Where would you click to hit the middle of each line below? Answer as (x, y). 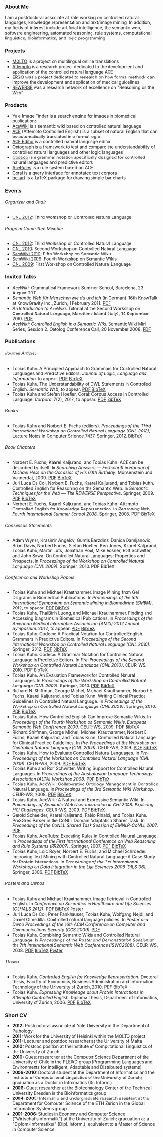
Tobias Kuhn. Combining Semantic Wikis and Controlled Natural (76, 935)
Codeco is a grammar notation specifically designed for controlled (78, 157)
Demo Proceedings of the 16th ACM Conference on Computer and (78, 924)
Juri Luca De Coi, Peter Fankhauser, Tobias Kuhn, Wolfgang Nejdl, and (82, 914)
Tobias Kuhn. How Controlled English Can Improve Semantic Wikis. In (81, 717)
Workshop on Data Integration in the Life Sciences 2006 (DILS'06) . (79, 867)
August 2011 (24, 293)
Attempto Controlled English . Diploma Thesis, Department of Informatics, (85, 997)
